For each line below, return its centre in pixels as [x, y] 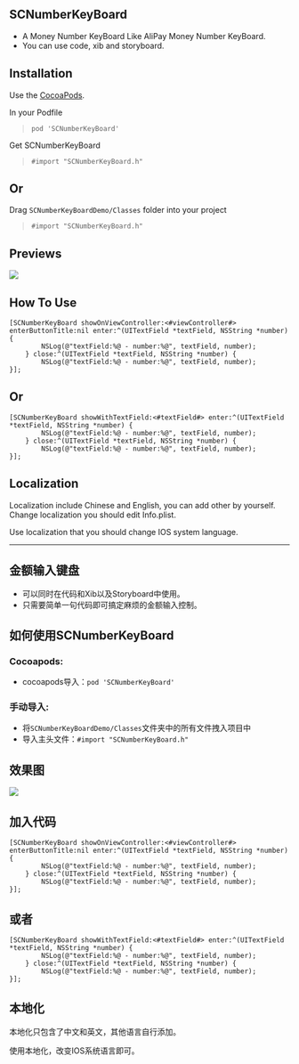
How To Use [43, 302]
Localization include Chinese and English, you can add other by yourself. [142, 505]
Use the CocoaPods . [47, 95]
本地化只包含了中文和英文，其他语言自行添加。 [95, 1031]
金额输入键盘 [44, 570]
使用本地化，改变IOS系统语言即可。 [74, 1051]
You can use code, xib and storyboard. [93, 45]
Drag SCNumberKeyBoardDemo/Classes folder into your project [118, 210]
